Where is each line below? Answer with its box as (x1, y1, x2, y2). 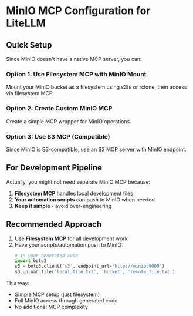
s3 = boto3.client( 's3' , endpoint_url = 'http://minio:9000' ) (14, 263, 165, 270)
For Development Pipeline (6, 163, 103, 173)
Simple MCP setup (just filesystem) (14, 291, 100, 298)
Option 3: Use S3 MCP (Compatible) (6, 132, 110, 140)
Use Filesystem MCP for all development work (14, 235, 128, 242)
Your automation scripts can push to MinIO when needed (14, 196, 155, 203)
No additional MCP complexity (14, 304, 88, 311)
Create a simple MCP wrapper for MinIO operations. (6, 117, 132, 125)
